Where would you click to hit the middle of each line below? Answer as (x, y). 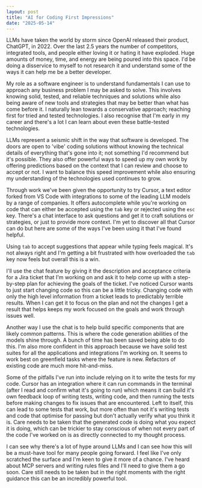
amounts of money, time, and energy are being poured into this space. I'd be (101, 59)
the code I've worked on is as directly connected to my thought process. (96, 435)
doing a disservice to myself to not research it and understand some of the (99, 66)
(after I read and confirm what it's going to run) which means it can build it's (100, 390)
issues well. (21, 316)
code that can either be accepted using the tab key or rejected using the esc (101, 209)
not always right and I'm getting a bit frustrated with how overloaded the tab (101, 253)
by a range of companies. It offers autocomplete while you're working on (96, 203)
